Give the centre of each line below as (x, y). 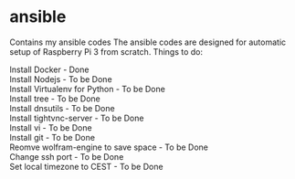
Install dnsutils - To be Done (63, 108)
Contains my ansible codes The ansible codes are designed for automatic (148, 42)
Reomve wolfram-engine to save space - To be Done (109, 147)
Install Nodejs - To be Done (61, 79)
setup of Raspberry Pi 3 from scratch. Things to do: (106, 51)
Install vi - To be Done (51, 127)
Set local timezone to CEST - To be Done (86, 166)
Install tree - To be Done (55, 99)
